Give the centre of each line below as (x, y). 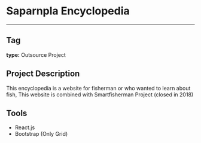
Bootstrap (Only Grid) (41, 134)
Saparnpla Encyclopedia (68, 11)
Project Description (43, 74)
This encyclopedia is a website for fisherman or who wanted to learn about (98, 88)
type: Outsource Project (36, 54)
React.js (25, 127)
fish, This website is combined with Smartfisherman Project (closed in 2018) (100, 95)
